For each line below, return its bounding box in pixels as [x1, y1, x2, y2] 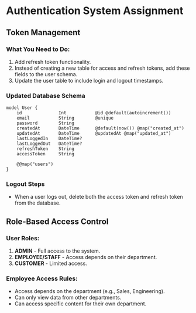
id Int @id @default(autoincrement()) [16, 110, 171, 116]
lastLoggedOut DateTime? [16, 141, 82, 147]
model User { [6, 105, 38, 111]
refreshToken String [16, 146, 75, 152]
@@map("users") [16, 161, 54, 168]
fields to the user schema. [14, 70, 78, 77]
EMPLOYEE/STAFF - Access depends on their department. [14, 254, 157, 261]
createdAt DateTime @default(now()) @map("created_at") [16, 125, 184, 131]
